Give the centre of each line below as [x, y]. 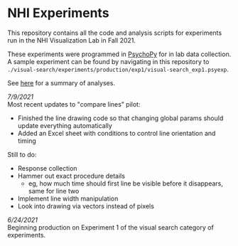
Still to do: [22, 154]
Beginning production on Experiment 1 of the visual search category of [111, 227]
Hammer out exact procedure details [71, 176]
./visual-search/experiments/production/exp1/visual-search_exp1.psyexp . [118, 69]
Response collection [47, 168]
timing [27, 141]
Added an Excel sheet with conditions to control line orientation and [117, 133]
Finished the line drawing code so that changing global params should [120, 118]
